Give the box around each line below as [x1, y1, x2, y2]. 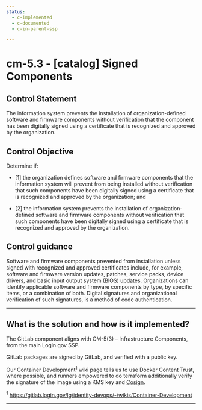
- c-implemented [11, 14, 52, 20]
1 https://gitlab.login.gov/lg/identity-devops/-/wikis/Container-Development [6, 390, 192, 399]
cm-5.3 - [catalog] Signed [6, 57, 138, 71]
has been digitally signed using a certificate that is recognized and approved [6, 122, 196, 130]
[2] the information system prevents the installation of [14, 205, 148, 212]
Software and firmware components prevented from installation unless [6, 257, 181, 265]
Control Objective [6, 146, 74, 157]
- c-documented [11, 20, 50, 26]
